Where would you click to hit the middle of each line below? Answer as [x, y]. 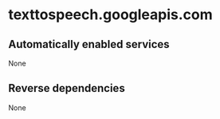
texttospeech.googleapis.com [110, 15]
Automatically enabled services [89, 44]
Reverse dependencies [67, 88]
